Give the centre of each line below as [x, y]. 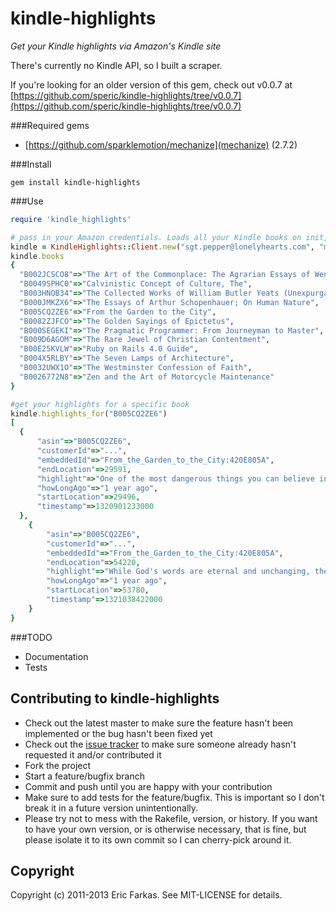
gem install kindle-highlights [75, 182]
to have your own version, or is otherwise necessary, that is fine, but [165, 829]
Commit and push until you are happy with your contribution [148, 786]
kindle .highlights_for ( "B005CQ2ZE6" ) [89, 413]
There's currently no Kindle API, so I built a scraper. [116, 65]
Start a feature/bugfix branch [84, 776]
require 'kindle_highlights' [71, 219]
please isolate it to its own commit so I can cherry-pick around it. [158, 839]
